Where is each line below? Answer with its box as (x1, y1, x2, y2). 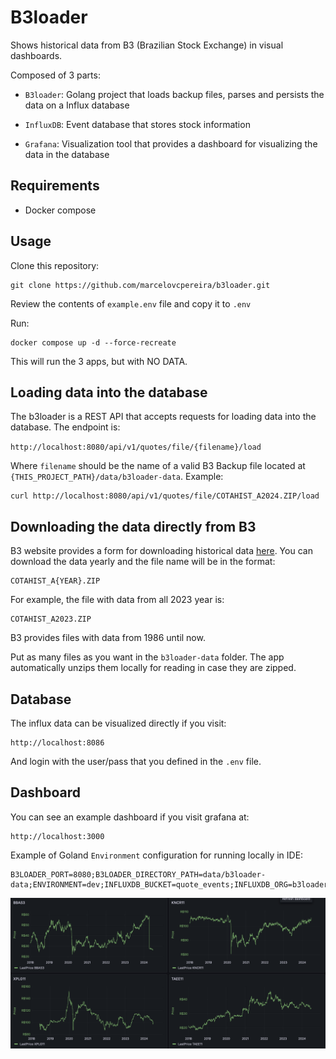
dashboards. (10, 49, 63, 61)
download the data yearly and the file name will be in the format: (10, 556, 276, 568)
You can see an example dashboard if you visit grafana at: (10, 811, 250, 823)
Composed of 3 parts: (10, 69, 101, 81)
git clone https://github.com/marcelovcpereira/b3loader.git (10, 280, 271, 290)
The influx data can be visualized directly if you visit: (10, 717, 227, 729)
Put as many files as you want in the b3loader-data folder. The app (10, 651, 285, 663)
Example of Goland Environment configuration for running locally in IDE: (10, 849, 304, 861)
